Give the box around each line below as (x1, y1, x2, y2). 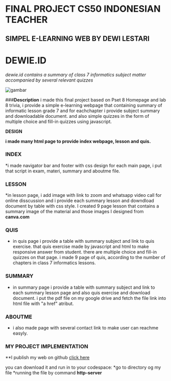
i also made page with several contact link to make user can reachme (12, 325, 159, 331)
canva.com (5, 214, 30, 220)
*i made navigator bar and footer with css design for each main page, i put (5, 162, 162, 168)
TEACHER (5, 14, 48, 26)
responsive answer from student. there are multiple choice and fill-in (12, 249, 157, 255)
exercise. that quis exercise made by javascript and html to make (12, 243, 149, 250)
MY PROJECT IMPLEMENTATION (5, 343, 88, 350)
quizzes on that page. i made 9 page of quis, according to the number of (12, 255, 166, 261)
